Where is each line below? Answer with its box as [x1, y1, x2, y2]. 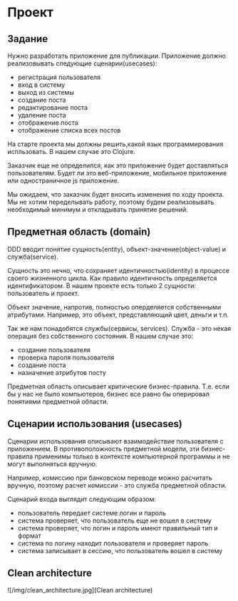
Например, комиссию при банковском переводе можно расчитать [7, 473, 212, 482]
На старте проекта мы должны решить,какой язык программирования [7, 140, 224, 148]
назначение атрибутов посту [17, 368, 107, 376]
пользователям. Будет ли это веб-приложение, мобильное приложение [7, 169, 227, 177]
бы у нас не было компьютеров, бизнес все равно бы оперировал [7, 389, 210, 398]
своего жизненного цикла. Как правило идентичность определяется [7, 274, 217, 282]
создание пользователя [17, 345, 91, 354]
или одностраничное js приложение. [7, 176, 120, 185]
